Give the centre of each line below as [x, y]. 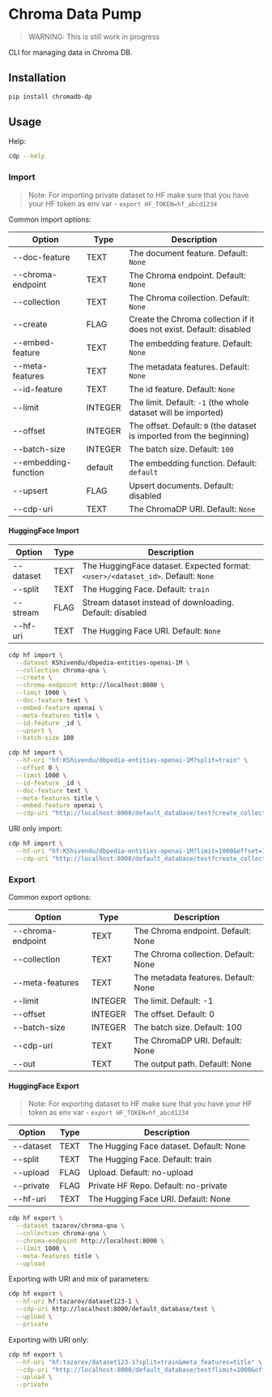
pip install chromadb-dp [50, 97]
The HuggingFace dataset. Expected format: [166, 565]
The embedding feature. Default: [191, 344]
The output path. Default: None [193, 1064]
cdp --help [27, 156]
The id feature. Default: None [182, 389]
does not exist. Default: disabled [190, 329]
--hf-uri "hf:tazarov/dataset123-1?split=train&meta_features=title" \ [139, 1362]
